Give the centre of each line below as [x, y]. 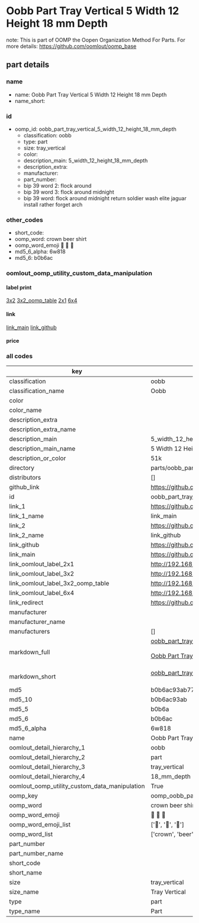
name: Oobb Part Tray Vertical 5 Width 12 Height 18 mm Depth [91, 94]
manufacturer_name [37, 622]
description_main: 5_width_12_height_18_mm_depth [86, 160]
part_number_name [36, 854]
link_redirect [26, 603]
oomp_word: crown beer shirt [51, 239]
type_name [25, 911]
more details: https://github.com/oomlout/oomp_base [71, 46]
